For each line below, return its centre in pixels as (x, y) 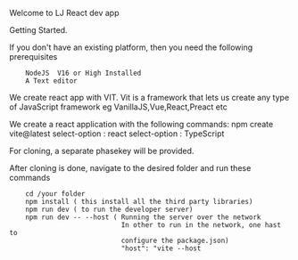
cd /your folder (56, 194)
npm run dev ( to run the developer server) (109, 209)
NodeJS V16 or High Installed (83, 73)
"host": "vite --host (161, 248)
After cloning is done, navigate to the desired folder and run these (130, 168)
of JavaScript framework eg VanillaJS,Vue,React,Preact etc (118, 107)
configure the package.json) (175, 240)
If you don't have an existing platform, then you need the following (131, 47)
